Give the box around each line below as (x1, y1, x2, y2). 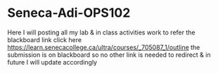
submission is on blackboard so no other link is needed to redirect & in (7, 51, 211, 59)
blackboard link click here (7, 35, 82, 44)
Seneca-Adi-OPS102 (7, 5, 131, 21)
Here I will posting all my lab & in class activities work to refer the (7, 28, 195, 36)
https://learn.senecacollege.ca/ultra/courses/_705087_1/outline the (7, 43, 200, 51)
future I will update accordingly (7, 58, 97, 66)
